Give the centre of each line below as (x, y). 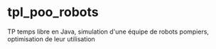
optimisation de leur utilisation (52, 38)
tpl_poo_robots (53, 12)
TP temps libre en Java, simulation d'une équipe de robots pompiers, (108, 31)
